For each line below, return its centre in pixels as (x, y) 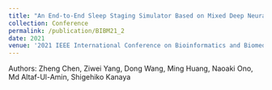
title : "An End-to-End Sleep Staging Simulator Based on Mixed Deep (126, 16)
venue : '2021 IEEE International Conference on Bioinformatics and (125, 46)
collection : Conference (49, 23)
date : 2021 (27, 38)
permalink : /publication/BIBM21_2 (67, 31)
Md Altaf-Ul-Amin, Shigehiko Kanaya (70, 77)
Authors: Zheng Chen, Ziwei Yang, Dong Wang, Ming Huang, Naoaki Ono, (131, 68)
